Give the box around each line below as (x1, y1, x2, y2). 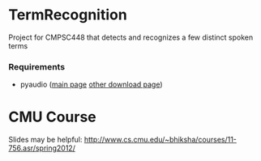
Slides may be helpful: (8, 135, 83, 145)
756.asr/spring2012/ (8, 143, 75, 153)
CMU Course (8, 108, 97, 126)
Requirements (8, 61, 66, 72)
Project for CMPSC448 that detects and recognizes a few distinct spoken (8, 32, 254, 42)
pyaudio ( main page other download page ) (19, 79, 164, 90)
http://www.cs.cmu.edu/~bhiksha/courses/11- (83, 135, 237, 145)
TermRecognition (8, 6, 127, 24)
